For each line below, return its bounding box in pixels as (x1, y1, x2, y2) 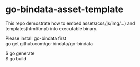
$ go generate (5, 50, 35, 56)
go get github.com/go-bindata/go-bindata (5, 40, 93, 46)
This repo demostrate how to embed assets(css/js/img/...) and (5, 20, 135, 26)
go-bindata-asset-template (5, 4, 123, 15)
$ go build (5, 55, 27, 61)
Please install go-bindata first (5, 35, 67, 41)
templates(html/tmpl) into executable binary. (5, 25, 98, 31)
